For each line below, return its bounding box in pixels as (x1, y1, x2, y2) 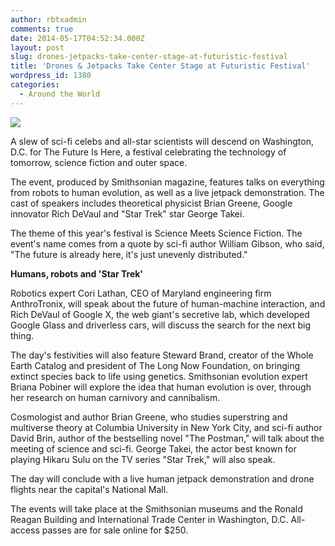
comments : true (10, 24, 74, 34)
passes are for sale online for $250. (41, 524, 189, 536)
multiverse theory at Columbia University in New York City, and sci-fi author (10, 421, 323, 433)
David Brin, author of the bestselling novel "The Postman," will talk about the (10, 432, 325, 444)
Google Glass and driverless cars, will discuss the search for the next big (10, 319, 311, 331)
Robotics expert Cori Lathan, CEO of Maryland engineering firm (10, 287, 272, 299)
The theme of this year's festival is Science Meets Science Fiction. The (10, 227, 303, 239)
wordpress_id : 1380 (10, 71, 92, 81)
